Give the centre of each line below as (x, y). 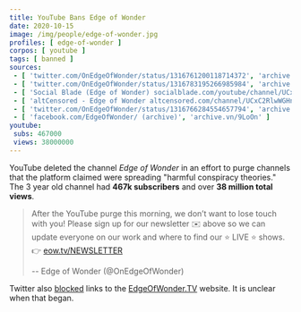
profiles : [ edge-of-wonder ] (66, 42)
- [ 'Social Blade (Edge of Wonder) (82, 92)
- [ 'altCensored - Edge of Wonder (79, 101)
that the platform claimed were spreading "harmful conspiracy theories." (143, 177)
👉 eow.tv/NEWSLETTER (77, 250)
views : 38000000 (43, 142)
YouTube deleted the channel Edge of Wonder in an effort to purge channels (150, 167)
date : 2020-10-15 (42, 26)
